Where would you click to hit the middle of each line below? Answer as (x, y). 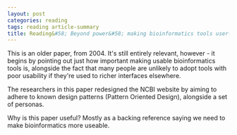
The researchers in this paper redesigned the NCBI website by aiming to (112, 89)
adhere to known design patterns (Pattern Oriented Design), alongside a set (117, 97)
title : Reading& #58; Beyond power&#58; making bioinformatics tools (110, 33)
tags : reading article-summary (53, 27)
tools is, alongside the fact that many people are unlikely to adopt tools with (117, 68)
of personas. (26, 104)
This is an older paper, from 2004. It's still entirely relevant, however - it (111, 53)
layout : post (26, 14)
